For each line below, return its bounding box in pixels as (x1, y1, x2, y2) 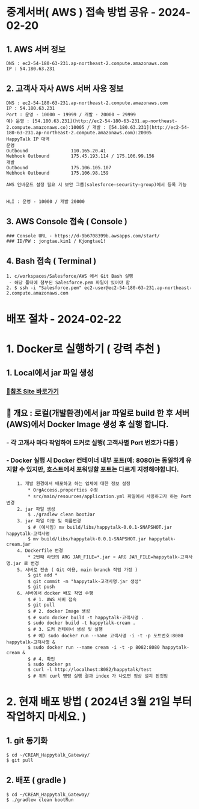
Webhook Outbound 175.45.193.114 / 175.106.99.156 (6, 153, 155, 159)
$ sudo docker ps (28, 661, 71, 667)
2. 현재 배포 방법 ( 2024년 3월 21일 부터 (6, 695, 192, 708)
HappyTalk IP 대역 (6, 136, 50, 142)
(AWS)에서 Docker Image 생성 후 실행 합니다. (6, 419, 169, 429)
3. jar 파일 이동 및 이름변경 (17, 517, 81, 524)
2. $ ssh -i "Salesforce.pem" (6, 285, 82, 291)
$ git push (28, 584, 55, 590)
